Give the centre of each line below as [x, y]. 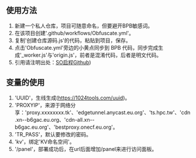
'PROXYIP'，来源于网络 [43, 105]
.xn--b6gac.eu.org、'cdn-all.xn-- [54, 119]
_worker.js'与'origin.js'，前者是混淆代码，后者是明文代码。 [92, 55]
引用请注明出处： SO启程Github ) [53, 62]
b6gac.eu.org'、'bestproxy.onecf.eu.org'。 [66, 127]
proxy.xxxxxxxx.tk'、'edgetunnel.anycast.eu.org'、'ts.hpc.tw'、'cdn [108, 112]
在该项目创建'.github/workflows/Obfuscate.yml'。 [74, 33]
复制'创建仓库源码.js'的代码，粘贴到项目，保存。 [73, 40]
